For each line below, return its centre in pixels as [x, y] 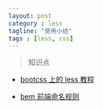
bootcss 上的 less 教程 [57, 80]
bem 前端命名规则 [49, 97]
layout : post [30, 16]
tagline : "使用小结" [40, 31]
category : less [35, 23]
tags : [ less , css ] [41, 38]
